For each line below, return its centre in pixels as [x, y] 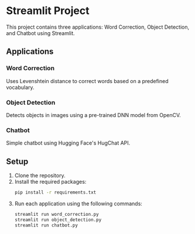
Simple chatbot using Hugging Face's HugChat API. [68, 143]
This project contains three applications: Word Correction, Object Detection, [98, 27]
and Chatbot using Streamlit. [40, 33]
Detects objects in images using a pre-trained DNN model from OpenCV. [93, 115]
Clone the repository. [40, 175]
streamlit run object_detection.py [58, 220]
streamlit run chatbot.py [46, 225]
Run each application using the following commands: [78, 204]
